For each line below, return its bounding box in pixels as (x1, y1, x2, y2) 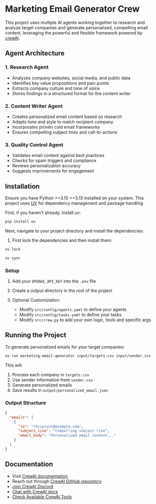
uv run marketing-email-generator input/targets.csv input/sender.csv (5, 353, 151, 358)
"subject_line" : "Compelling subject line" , (17, 428, 110, 433)
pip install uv (5, 219, 36, 224)
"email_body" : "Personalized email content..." (17, 433, 117, 438)
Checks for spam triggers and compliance (12, 157, 97, 164)
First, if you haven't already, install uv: (5, 210, 81, 215)
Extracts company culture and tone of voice (12, 85, 100, 91)
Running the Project (5, 331, 67, 339)
